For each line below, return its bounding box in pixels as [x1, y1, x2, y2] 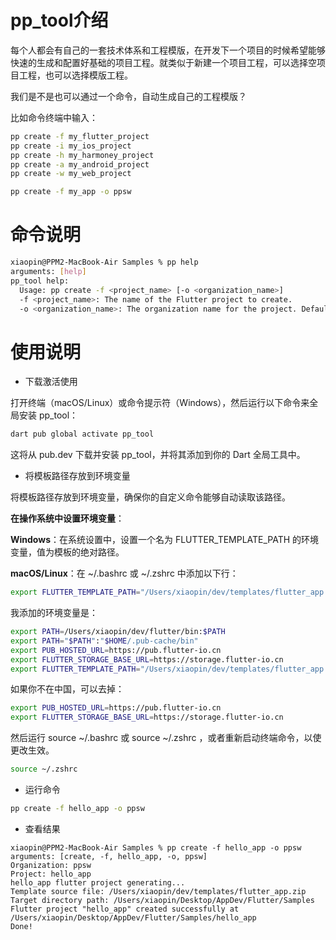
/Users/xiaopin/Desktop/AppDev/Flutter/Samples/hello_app [10, 912, 257, 923]
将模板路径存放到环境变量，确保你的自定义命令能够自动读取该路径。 [10, 491, 291, 503]
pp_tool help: [10, 276, 70, 286]
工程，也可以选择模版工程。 [18, 69, 133, 81]
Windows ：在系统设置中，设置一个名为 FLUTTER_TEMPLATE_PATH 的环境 [10, 534, 320, 546]
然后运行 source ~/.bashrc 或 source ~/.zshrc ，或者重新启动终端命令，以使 [10, 732, 322, 744]
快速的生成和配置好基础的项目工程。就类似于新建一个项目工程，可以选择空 [10, 56, 317, 68]
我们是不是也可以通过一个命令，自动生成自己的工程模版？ [10, 90, 247, 102]
